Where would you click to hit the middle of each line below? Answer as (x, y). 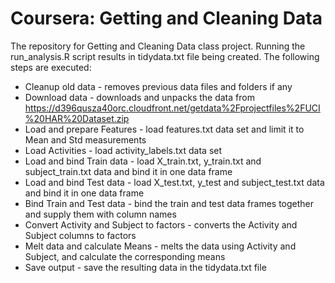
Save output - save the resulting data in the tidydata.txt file (145, 267)
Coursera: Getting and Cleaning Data (166, 18)
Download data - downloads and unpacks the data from (139, 97)
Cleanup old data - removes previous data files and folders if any (158, 86)
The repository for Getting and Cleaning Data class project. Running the (158, 46)
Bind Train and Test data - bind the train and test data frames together (169, 203)
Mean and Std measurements (85, 139)
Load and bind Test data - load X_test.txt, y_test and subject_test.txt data (174, 182)
